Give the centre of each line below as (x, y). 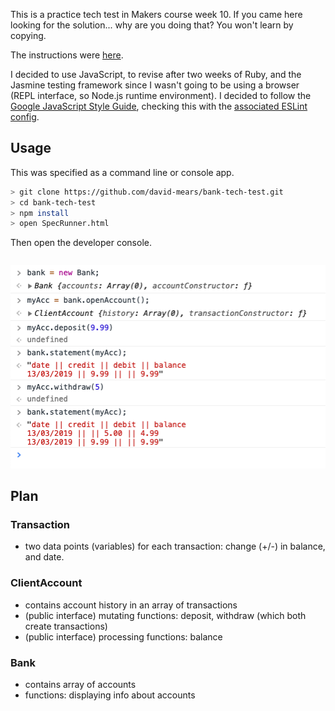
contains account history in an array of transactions (131, 605)
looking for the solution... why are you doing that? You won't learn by (152, 25)
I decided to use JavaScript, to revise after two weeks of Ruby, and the (156, 74)
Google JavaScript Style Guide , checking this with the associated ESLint (159, 106)
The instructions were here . (67, 55)
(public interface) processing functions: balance (123, 636)
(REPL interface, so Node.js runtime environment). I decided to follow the (161, 95)
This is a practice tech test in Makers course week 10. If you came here (156, 14)
